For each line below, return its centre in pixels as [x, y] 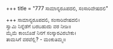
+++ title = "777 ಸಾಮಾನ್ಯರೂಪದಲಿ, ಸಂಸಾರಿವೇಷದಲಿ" [57, 8]
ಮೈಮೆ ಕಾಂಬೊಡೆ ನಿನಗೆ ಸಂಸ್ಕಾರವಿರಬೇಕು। [41, 33]
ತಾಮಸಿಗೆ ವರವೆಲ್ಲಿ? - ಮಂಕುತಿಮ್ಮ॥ [36, 39]
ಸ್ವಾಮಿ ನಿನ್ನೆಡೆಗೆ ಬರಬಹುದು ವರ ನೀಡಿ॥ [39, 26]
